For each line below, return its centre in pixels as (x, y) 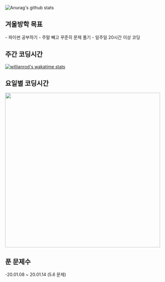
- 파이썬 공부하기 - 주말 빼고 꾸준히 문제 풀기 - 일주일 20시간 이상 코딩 (73, 37)
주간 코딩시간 (24, 54)
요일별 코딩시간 (27, 83)
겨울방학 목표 (24, 24)
